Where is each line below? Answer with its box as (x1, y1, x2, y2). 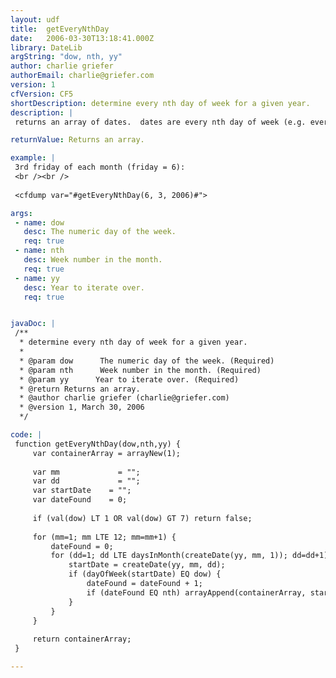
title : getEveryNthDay (10, 24, 110, 34)
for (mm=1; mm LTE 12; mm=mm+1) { (32, 532, 177, 542)
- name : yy (14, 273, 60, 283)
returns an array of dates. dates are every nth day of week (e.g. (14, 117, 307, 127)
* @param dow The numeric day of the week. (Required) (19, 356, 275, 366)
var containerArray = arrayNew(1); (32, 448, 182, 458)
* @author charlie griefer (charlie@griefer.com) (19, 393, 230, 403)
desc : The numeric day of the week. (23, 227, 177, 237)
